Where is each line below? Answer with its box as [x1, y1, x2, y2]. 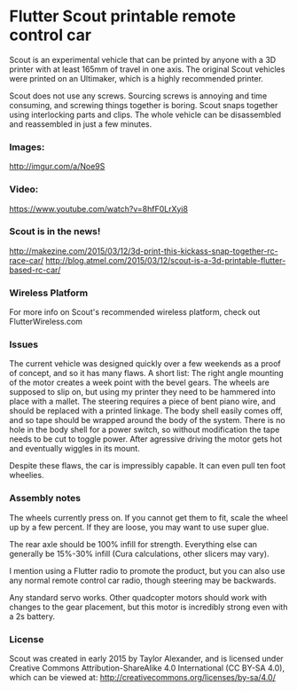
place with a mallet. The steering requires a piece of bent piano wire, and [9, 397, 277, 407]
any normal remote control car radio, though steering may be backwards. [9, 575, 277, 585]
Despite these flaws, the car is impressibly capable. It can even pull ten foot [9, 460, 285, 471]
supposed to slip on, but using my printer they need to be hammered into [9, 387, 277, 397]
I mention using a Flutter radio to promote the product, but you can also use [9, 565, 285, 576]
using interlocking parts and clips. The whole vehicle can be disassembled [9, 109, 282, 120]
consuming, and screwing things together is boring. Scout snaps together [9, 99, 278, 110]
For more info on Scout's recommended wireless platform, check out [9, 307, 261, 318]
